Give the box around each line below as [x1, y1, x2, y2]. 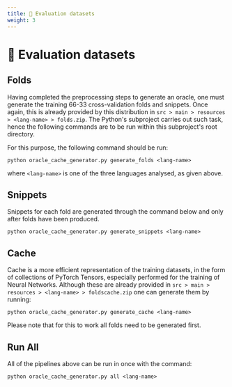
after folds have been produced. [7, 215, 100, 223]
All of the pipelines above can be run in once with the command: [7, 359, 192, 368]
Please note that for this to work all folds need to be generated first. [7, 321, 201, 329]
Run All [7, 341, 39, 353]
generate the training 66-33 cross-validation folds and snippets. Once [7, 100, 208, 109]
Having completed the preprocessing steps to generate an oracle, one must [7, 93, 224, 101]
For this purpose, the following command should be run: [7, 143, 169, 152]
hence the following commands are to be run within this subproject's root [7, 123, 217, 131]
